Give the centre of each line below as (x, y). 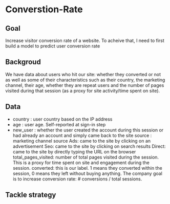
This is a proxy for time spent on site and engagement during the (81, 163)
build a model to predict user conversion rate (53, 46)
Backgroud (23, 62)
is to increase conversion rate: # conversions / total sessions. (77, 179)
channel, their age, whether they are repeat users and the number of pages (85, 85)
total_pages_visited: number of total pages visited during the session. (86, 157)
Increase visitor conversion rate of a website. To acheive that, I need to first (85, 40)
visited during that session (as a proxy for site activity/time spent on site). (83, 90)
